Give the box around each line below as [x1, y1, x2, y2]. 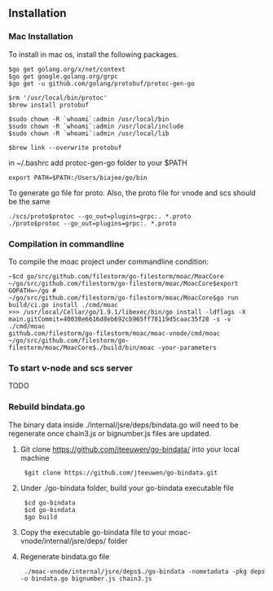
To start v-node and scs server [8, 362, 133, 374]
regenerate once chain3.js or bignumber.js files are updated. [8, 428, 212, 438]
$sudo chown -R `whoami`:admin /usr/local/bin [8, 115, 170, 123]
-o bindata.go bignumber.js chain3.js [20, 574, 152, 583]
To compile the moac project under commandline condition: [8, 256, 209, 266]
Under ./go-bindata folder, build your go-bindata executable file [20, 483, 235, 492]
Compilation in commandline [8, 238, 125, 249]
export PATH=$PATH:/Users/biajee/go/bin [8, 173, 148, 182]
